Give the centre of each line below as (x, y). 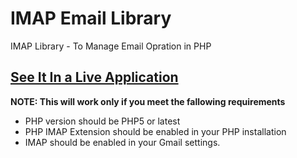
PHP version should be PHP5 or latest (102, 121)
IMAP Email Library (91, 18)
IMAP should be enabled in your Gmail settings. (122, 142)
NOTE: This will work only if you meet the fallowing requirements (148, 101)
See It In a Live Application (94, 77)
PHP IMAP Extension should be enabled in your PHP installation (155, 131)
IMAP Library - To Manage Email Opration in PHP (111, 46)
